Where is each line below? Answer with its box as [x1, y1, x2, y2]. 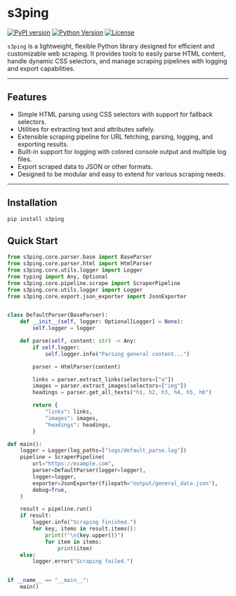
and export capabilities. [7, 64, 75, 72]
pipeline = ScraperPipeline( [20, 454, 105, 461]
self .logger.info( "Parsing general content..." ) [44, 350, 190, 357]
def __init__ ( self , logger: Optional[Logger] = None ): [20, 318, 184, 325]
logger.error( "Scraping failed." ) [32, 558, 133, 565]
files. [17, 155, 32, 163]
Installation [7, 197, 58, 209]
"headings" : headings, [44, 421, 112, 429]
